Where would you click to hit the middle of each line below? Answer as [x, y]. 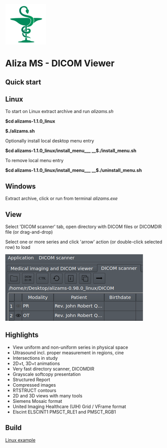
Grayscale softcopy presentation [47, 374]
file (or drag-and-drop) [29, 232]
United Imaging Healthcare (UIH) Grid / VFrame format [69, 406]
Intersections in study [35, 358]
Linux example [20, 440]
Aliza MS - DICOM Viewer [60, 64]
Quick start [23, 82]
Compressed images [34, 385]
